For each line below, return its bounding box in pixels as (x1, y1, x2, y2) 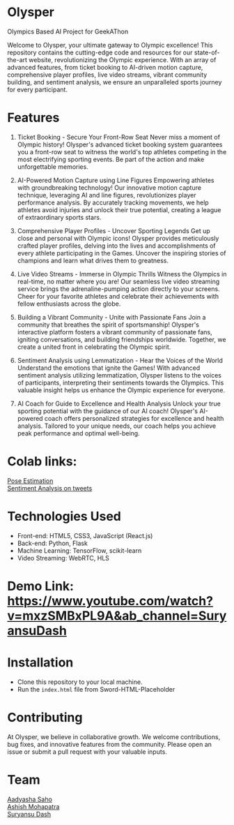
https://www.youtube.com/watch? (7, 593, 214, 609)
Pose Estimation (7, 476, 54, 485)
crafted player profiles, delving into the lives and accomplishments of (17, 241, 216, 250)
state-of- (194, 48, 221, 57)
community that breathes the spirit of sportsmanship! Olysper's (17, 320, 200, 329)
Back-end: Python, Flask (17, 539, 88, 547)
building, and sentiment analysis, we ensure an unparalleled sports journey (7, 77, 222, 86)
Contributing (7, 710, 83, 726)
